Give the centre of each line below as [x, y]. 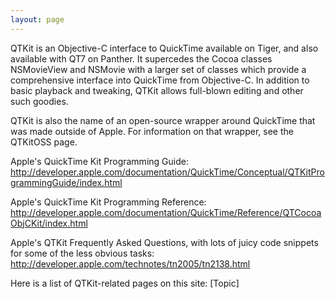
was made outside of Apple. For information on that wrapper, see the [152, 131]
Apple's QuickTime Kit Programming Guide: [99, 161]
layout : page [37, 19]
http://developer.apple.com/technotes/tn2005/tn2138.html [130, 263]
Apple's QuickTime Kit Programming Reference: [108, 202]
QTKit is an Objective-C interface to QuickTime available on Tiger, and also [164, 48]
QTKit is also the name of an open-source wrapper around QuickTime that [163, 120]
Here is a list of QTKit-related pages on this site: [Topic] [125, 283]
